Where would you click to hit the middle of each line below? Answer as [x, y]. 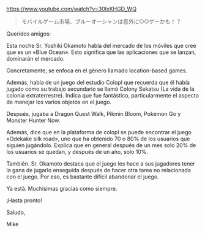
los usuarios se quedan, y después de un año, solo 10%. [77, 152]
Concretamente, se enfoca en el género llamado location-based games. [97, 71]
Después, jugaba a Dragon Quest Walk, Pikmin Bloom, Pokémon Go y [94, 114]
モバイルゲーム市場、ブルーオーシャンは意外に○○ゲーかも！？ [101, 21]
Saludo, [16, 212]
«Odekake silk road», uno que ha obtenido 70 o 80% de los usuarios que [98, 139]
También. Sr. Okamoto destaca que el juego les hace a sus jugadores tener [101, 164]
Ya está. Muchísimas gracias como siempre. [62, 189]
